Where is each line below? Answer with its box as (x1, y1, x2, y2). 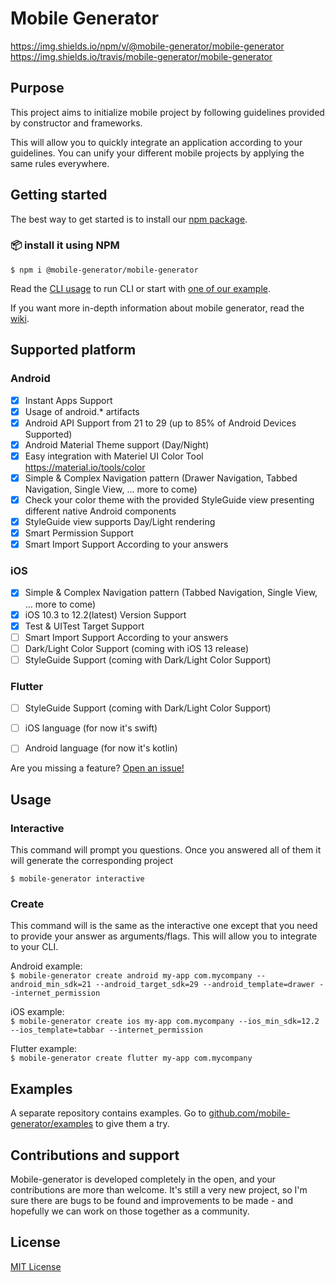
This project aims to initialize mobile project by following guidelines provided (10, 106, 325, 118)
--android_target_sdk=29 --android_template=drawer (95, 980, 315, 990)
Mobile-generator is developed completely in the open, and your (10, 1173, 277, 1185)
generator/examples (10, 1118, 94, 1130)
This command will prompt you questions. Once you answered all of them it (10, 844, 322, 856)
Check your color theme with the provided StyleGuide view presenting (24, 493, 315, 506)
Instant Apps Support (24, 394, 113, 406)
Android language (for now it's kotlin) (24, 742, 178, 754)
